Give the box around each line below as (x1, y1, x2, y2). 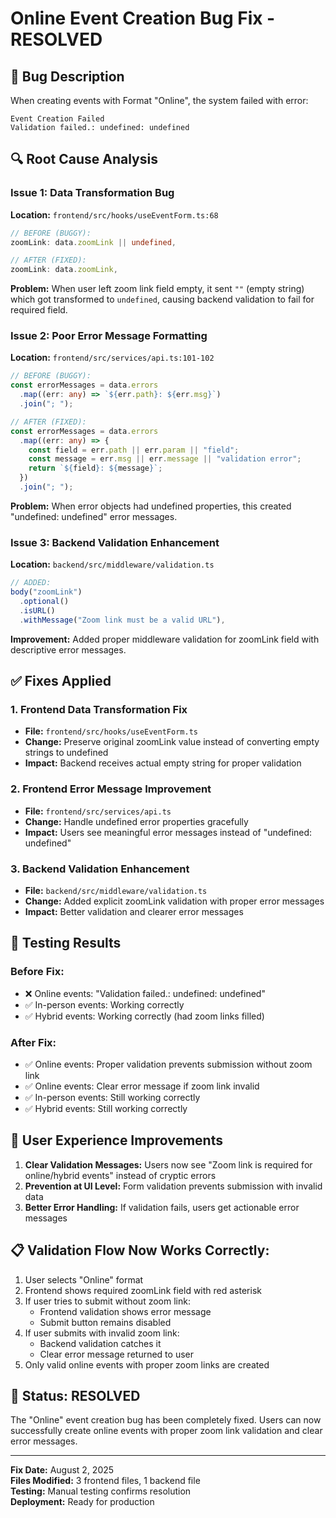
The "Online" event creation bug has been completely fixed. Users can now (10, 1414, 322, 1426)
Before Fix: (10, 965, 65, 979)
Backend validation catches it (39, 1337, 162, 1349)
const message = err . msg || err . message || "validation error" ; (28, 454, 302, 464)
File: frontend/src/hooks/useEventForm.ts (24, 725, 198, 737)
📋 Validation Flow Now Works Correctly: (10, 1242, 270, 1259)
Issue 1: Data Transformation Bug (10, 186, 175, 200)
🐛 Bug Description (10, 68, 125, 85)
